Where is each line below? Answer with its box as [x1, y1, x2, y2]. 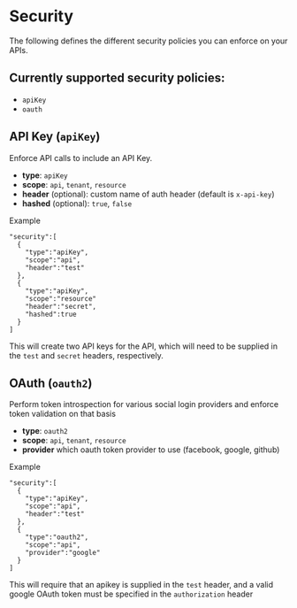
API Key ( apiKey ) [9, 129, 101, 144]
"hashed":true [25, 310, 77, 319]
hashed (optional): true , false [21, 197, 133, 209]
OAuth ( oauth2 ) [9, 375, 93, 390]
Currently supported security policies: [9, 71, 225, 86]
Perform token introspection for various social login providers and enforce [9, 399, 279, 410]
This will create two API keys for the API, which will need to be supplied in [9, 341, 278, 351]
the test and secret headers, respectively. [9, 350, 164, 360]
